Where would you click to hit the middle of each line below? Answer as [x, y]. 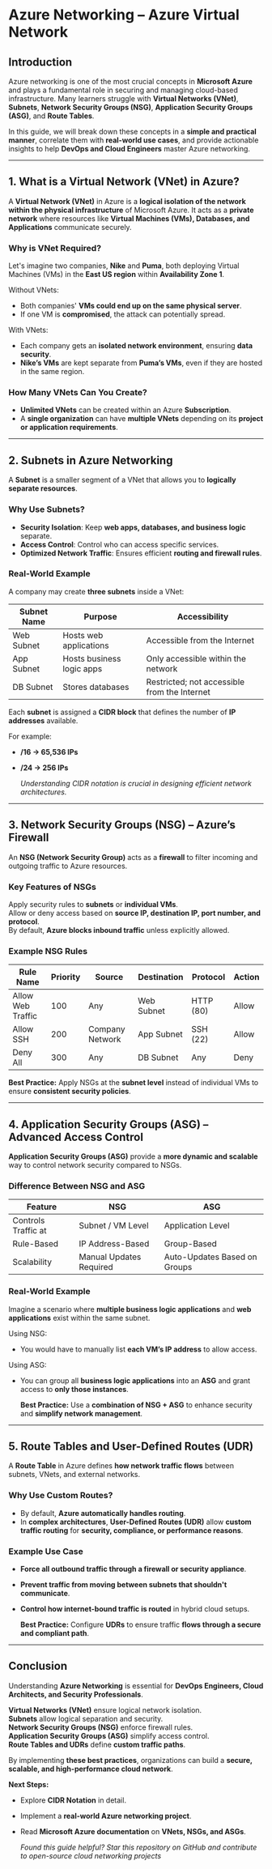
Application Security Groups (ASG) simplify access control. [109, 1735]
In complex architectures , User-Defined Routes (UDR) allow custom [136, 1522]
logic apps [83, 668]
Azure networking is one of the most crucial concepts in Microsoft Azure [131, 81]
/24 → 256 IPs [44, 768]
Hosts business [92, 658]
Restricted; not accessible [195, 682]
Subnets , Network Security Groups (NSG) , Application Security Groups [131, 107]
